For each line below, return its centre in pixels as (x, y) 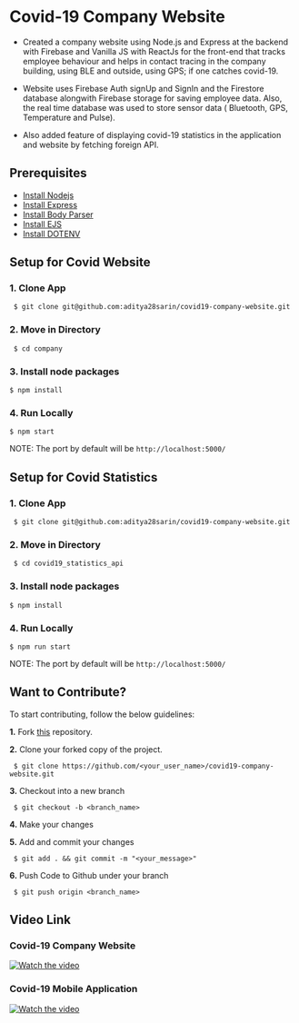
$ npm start (32, 432)
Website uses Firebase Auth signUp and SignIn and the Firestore (144, 88)
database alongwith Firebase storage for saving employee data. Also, (152, 98)
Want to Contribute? (68, 692)
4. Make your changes (51, 824)
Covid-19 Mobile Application (74, 989)
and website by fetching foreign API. (90, 144)
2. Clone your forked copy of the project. (86, 749)
